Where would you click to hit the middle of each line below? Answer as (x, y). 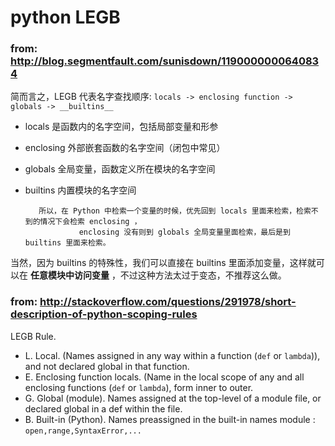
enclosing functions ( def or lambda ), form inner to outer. (139, 387)
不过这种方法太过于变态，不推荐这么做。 (203, 275)
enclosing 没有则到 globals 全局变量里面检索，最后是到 (184, 232)
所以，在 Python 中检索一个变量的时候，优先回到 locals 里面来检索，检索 (175, 211)
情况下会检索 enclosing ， (90, 222)
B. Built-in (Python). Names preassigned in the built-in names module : (170, 419)
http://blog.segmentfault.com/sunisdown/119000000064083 (165, 61)
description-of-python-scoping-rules (104, 314)
